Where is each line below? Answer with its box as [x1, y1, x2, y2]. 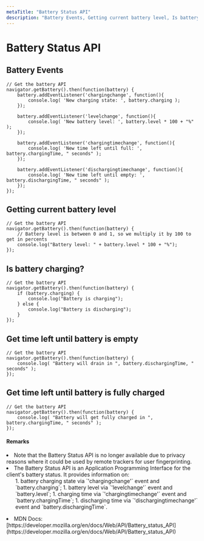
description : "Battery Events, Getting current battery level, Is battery [6, 15, 200, 21]
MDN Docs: [14, 515, 43, 522]
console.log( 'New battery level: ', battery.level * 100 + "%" [28, 118, 194, 125]
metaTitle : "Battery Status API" [6, 9, 91, 15]
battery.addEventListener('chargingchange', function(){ [17, 92, 165, 98]
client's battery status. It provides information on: [6, 470, 129, 478]
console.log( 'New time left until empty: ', [28, 172, 146, 178]
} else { [17, 301, 39, 308]
